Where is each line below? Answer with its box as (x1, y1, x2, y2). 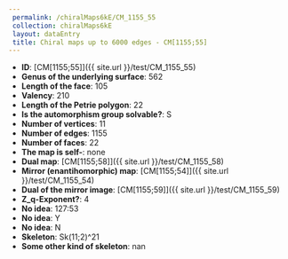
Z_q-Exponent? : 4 (20, 194, 90, 205)
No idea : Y (20, 213, 61, 224)
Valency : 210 (20, 90, 70, 101)
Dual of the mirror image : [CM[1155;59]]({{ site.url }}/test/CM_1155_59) (20, 184, 281, 195)
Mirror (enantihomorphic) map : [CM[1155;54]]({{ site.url (20, 166, 229, 177)
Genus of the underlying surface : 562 (20, 72, 164, 82)
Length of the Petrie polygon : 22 (20, 99, 144, 111)
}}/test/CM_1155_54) (20, 175, 95, 186)
